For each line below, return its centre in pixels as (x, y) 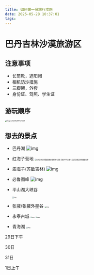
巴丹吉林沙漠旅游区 (43, 44)
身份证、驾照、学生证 (33, 94)
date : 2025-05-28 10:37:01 (32, 14)
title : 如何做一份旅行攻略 (29, 9)
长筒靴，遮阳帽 (27, 76)
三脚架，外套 (25, 88)
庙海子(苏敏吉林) (29, 169)
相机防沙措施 (25, 82)
